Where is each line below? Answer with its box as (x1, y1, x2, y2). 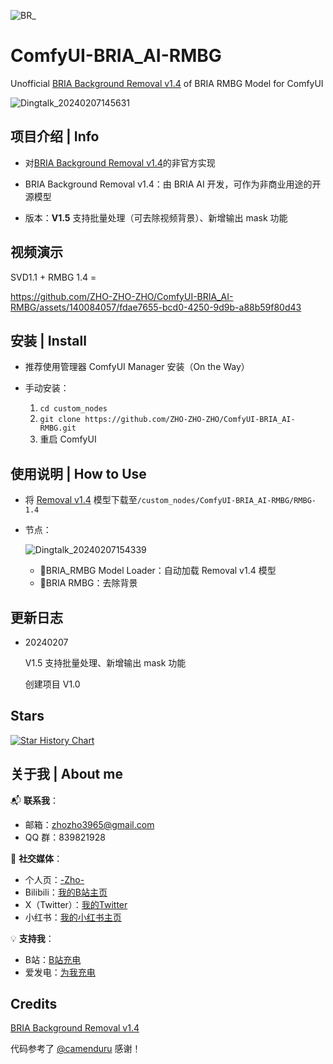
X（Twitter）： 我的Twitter (24, 898, 128, 910)
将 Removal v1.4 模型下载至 (24, 494, 138, 506)
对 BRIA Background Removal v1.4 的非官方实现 (24, 156, 216, 169)
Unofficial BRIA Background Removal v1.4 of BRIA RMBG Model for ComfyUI (10, 77, 324, 89)
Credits (10, 996, 58, 1013)
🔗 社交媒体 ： (10, 852, 63, 864)
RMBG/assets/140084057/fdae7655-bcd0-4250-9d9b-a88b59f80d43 (10, 301, 302, 313)
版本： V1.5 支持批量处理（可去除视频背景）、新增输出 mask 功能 (24, 211, 288, 224)
